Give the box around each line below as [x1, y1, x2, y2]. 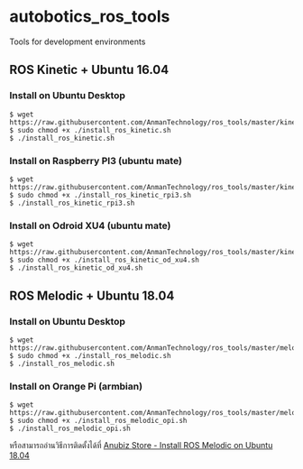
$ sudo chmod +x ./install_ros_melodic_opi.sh [9, 417, 188, 426]
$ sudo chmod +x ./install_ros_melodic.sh [9, 351, 171, 360]
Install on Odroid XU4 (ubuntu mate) [9, 219, 171, 232]
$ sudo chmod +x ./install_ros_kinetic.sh [9, 125, 171, 134]
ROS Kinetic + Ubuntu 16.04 [9, 62, 170, 78]
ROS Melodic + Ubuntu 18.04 [9, 288, 175, 303]
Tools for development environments [9, 36, 146, 47]
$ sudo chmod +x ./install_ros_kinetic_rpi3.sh [9, 190, 192, 199]
